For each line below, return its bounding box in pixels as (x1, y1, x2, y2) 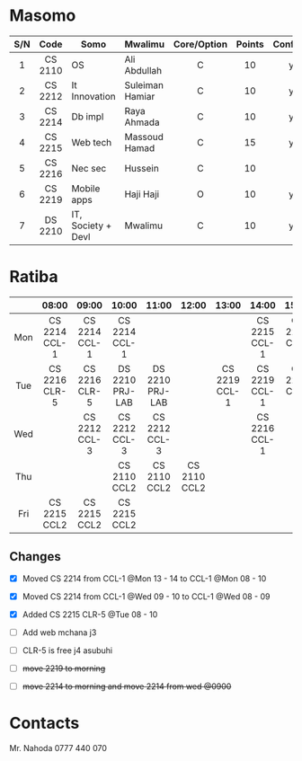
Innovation (71, 90, 116, 102)
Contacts (9, 713, 80, 733)
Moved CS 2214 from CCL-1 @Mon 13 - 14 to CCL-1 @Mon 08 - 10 (22, 572, 267, 584)
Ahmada (124, 116, 160, 128)
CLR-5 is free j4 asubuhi (22, 644, 113, 656)
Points (235, 38, 264, 50)
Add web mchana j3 (22, 626, 97, 638)
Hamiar (124, 90, 155, 102)
